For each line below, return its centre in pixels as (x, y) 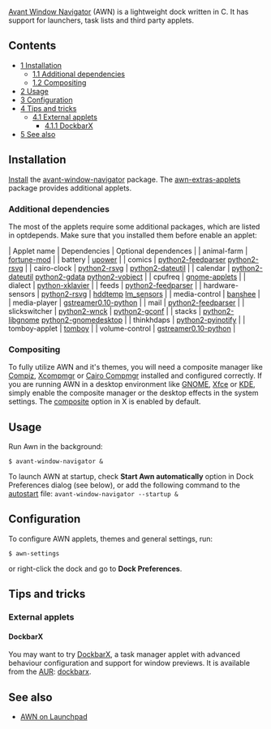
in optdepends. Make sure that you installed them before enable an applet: (133, 235)
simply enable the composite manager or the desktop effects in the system (133, 393)
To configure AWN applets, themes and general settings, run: (111, 538)
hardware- (221, 285)
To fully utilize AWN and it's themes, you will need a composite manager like (136, 367)
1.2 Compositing (59, 82)
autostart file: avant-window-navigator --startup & (93, 494)
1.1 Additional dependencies (79, 74)
